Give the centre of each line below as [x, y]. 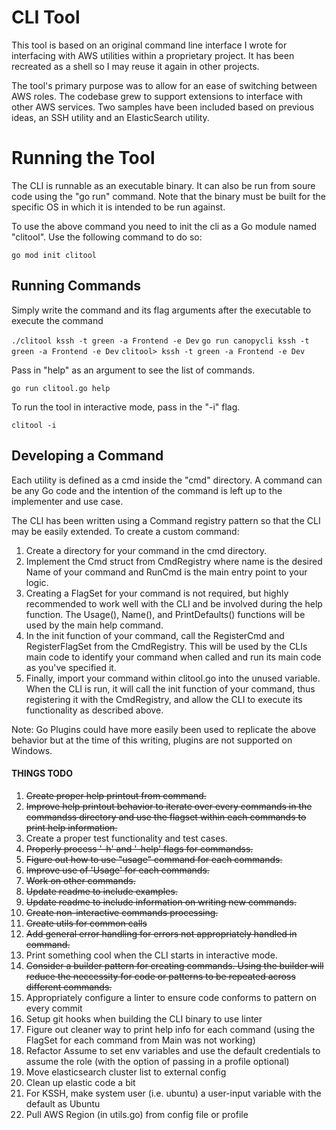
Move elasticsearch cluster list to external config [126, 1072]
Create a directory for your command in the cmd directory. [146, 550]
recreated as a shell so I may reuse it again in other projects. [135, 66]
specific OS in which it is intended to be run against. [118, 207]
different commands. [69, 987]
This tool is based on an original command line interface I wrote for [149, 45]
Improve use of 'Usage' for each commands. [117, 870]
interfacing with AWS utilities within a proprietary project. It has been [153, 55]
